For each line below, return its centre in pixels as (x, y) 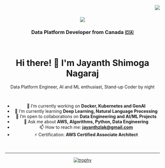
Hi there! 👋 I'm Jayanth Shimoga (82, 63)
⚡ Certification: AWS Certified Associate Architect (86, 134)
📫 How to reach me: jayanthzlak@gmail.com (86, 127)
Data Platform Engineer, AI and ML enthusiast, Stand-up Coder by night (82, 87)
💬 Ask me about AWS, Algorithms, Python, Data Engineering (86, 122)
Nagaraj (82, 73)
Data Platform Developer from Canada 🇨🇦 (82, 33)
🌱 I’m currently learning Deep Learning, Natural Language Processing (86, 111)
